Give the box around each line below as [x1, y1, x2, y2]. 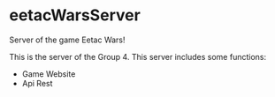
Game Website [21, 68, 76, 79]
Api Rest [21, 78, 53, 88]
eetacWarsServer [9, 5, 141, 26]
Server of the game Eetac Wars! [9, 34, 126, 45]
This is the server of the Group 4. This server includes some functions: [9, 51, 267, 62]
